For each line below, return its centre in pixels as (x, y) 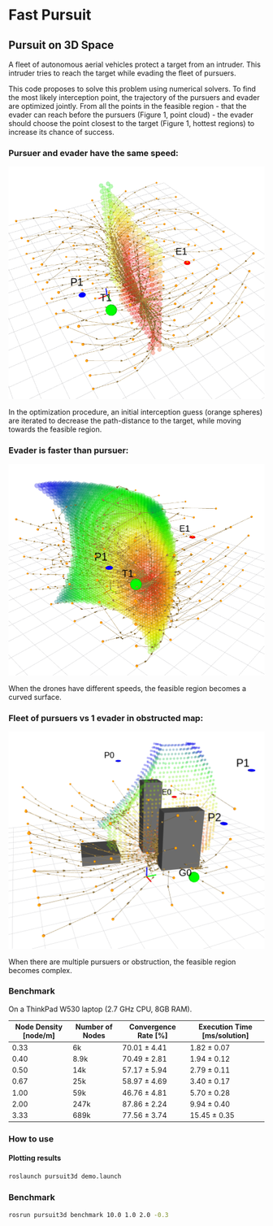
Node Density (39, 1027)
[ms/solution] (225, 1036)
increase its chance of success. (62, 132)
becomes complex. (41, 970)
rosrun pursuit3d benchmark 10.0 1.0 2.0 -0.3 (89, 1215)
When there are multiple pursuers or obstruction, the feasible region (122, 962)
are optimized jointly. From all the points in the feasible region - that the (128, 106)
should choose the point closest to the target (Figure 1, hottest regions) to (131, 123)
